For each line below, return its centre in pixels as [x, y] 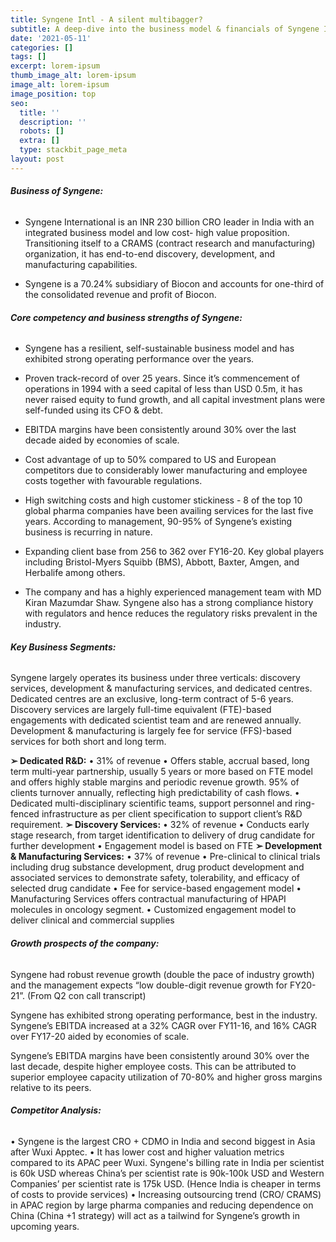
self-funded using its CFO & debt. [93, 410]
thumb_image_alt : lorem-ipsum [73, 76]
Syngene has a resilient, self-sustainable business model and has [159, 348]
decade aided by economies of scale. [102, 440]
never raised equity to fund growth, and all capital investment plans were [175, 400]
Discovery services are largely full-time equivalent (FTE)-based [141, 710]
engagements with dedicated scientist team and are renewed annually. [156, 720]
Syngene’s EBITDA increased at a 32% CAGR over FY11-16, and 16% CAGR [163, 1025]
